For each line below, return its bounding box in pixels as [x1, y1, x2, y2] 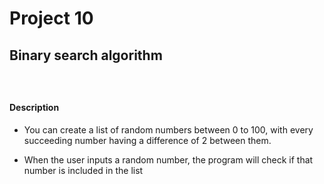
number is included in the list [23, 164, 144, 176]
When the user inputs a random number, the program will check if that [23, 153, 314, 166]
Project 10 [9, 7, 94, 30]
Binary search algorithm [9, 47, 163, 64]
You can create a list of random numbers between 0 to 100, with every [23, 123, 314, 136]
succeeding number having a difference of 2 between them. [23, 134, 272, 146]
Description [9, 102, 60, 114]
